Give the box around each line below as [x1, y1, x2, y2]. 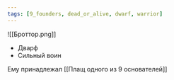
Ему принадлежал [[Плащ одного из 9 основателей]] [7, 64, 168, 73]
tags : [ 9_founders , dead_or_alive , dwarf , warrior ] [7, 10, 163, 18]
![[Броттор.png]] [7, 30, 57, 38]
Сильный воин [17, 51, 62, 59]
